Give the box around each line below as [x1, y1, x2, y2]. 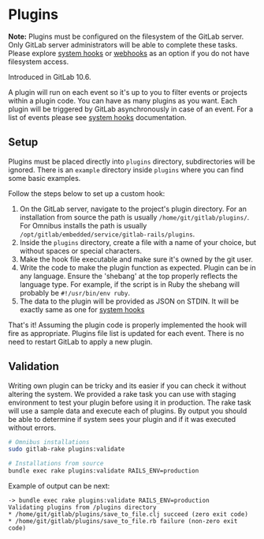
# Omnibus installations [8, 438, 90, 446]
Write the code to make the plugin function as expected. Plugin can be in [19, 262, 256, 272]
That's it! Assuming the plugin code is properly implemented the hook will [8, 320, 247, 330]
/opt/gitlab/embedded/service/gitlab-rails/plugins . [19, 229, 195, 239]
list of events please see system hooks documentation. [8, 112, 187, 122]
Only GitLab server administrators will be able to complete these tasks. [8, 40, 238, 49]
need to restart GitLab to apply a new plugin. [8, 337, 153, 346]
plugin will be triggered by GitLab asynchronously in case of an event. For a [8, 104, 254, 114]
